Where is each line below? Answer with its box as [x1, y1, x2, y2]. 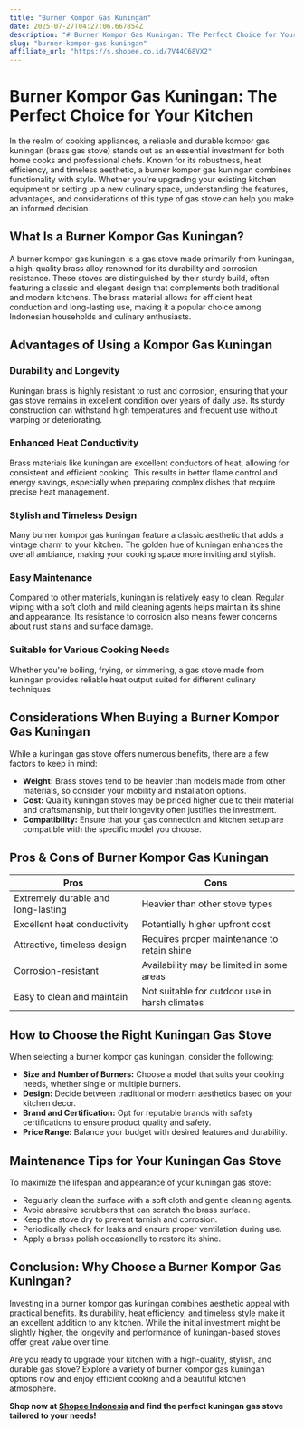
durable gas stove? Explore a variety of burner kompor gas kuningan [9, 1363, 265, 1375]
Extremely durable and [14, 892, 110, 905]
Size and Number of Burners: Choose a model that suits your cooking [22, 1069, 285, 1080]
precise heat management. [9, 486, 109, 497]
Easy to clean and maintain [14, 991, 128, 1004]
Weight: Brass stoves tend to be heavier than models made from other [22, 775, 287, 786]
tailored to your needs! [9, 1410, 97, 1421]
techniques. [9, 683, 53, 694]
